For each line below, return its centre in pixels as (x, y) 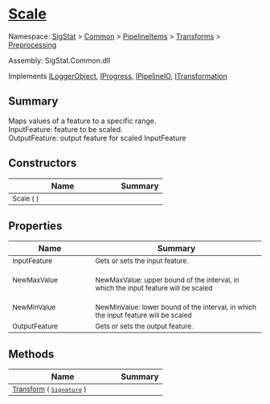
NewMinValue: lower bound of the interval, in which (176, 307)
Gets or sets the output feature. (144, 326)
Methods (31, 354)
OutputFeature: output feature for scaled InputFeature (97, 138)
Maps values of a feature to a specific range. (82, 121)
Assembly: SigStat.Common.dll (59, 60)
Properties (35, 226)
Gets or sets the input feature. (142, 261)
